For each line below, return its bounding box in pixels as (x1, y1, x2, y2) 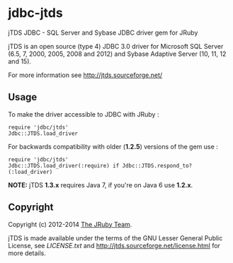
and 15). (8, 57, 31, 65)
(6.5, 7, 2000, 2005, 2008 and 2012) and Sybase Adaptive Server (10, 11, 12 (8, 49, 227, 58)
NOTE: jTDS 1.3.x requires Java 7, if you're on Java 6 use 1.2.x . (8, 180, 193, 189)
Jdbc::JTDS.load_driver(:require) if (8, 162, 120, 169)
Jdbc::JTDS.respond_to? (122, 162, 193, 169)
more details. (8, 249, 47, 257)
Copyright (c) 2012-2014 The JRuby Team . (8, 220, 132, 228)
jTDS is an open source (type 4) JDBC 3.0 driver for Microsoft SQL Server (8, 42, 224, 50)
